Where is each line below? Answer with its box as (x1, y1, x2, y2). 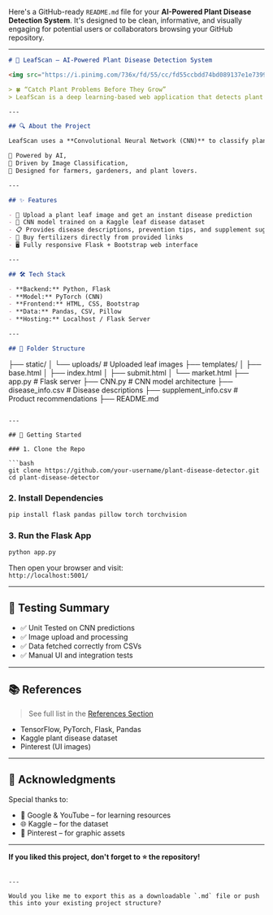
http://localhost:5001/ (8, 572, 89, 580)
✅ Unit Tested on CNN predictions (19, 622, 136, 632)
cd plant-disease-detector (8, 473, 100, 482)
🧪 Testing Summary (8, 601, 110, 615)
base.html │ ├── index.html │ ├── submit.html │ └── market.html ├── (8, 367, 249, 377)
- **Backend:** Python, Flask (8, 284, 111, 293)
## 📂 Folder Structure (8, 345, 85, 353)
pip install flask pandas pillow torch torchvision (8, 511, 187, 519)
